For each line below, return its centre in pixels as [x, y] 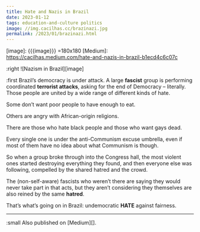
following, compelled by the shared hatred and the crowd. [77, 170]
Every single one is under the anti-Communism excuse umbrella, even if [94, 139]
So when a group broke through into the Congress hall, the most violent [94, 157]
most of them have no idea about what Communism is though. [82, 146]
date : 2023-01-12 [28, 17]
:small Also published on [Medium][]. [51, 223]
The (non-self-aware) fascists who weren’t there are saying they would [93, 181]
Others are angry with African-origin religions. [62, 116]
